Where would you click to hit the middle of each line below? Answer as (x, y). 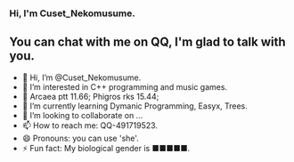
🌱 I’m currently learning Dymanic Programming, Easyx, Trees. (135, 106)
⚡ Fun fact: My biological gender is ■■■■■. (106, 148)
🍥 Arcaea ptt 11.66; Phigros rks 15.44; (90, 96)
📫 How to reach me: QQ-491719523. (90, 125)
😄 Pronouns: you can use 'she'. (81, 138)
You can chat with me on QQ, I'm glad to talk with (148, 42)
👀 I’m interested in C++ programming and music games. (125, 86)
